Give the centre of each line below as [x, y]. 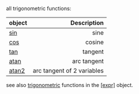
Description [87, 23]
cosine [94, 42]
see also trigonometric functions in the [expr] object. [70, 85]
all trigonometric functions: [39, 8]
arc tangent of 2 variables [68, 71]
